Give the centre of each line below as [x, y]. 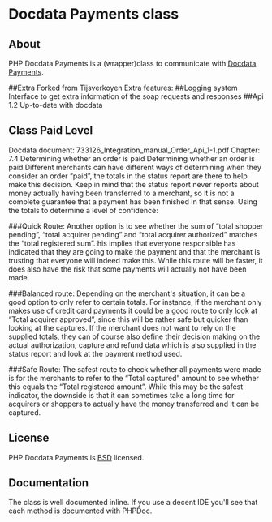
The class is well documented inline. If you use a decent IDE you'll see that [133, 503]
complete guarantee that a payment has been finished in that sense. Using [133, 201]
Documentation [49, 483]
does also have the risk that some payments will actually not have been [127, 269]
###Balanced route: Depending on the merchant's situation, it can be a [127, 293]
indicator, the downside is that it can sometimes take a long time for [121, 395]
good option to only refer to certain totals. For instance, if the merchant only [135, 302]
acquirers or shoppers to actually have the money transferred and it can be [134, 404]
